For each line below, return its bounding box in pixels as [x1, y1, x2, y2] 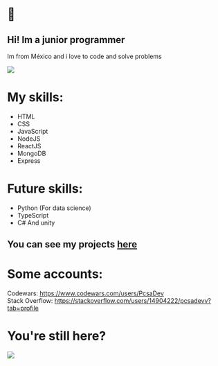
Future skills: [7, 181, 83, 197]
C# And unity [17, 218, 55, 227]
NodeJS [17, 134, 41, 143]
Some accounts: [7, 266, 103, 282]
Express [17, 156, 41, 165]
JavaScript [17, 127, 48, 135]
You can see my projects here [7, 238, 138, 250]
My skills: [7, 89, 64, 105]
